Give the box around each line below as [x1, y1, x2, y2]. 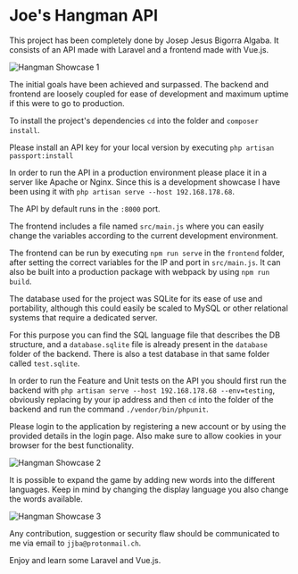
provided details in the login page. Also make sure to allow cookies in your [9, 430, 283, 441]
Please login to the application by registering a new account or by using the [9, 420, 287, 431]
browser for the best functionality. [9, 439, 135, 451]
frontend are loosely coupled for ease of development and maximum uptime [9, 88, 289, 99]
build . [9, 276, 32, 287]
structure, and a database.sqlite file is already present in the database [9, 338, 268, 349]
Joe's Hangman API [9, 5, 159, 26]
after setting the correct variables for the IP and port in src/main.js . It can [9, 256, 281, 268]
